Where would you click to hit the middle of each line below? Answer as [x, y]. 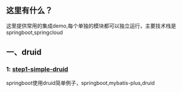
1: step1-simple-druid [37, 69]
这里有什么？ [29, 11]
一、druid [24, 52]
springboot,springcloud [34, 32]
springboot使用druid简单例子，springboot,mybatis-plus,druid [80, 83]
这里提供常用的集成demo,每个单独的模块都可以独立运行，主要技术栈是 [91, 26]
